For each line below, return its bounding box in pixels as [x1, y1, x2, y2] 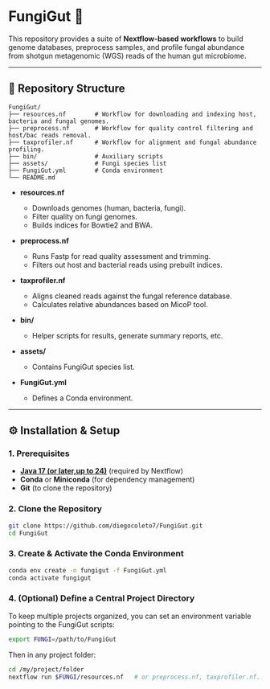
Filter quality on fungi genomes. [31, 211, 138, 221]
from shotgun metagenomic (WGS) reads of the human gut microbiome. [8, 51, 247, 60]
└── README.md [8, 173, 56, 182]
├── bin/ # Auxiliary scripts [8, 152, 163, 160]
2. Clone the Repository [8, 503, 103, 515]
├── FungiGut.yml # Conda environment [8, 166, 163, 174]
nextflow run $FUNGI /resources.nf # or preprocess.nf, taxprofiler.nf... [8, 673, 268, 681]
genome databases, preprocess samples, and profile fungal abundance [8, 42, 245, 51]
